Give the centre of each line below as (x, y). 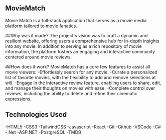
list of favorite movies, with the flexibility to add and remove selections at (80, 77)
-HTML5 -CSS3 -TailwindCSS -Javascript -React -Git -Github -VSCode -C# (83, 127)
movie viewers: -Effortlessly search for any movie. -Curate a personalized (81, 72)
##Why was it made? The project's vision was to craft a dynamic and (76, 35)
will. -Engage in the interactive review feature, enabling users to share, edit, (83, 83)
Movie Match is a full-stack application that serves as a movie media (76, 20)
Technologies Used (36, 115)
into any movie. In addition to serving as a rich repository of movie (73, 46)
